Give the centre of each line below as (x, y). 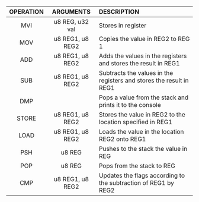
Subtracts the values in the (136, 73)
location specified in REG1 (136, 122)
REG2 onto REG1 (122, 139)
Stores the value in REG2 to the (142, 114)
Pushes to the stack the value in (143, 149)
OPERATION (27, 12)
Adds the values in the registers (143, 56)
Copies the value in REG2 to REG (144, 39)
